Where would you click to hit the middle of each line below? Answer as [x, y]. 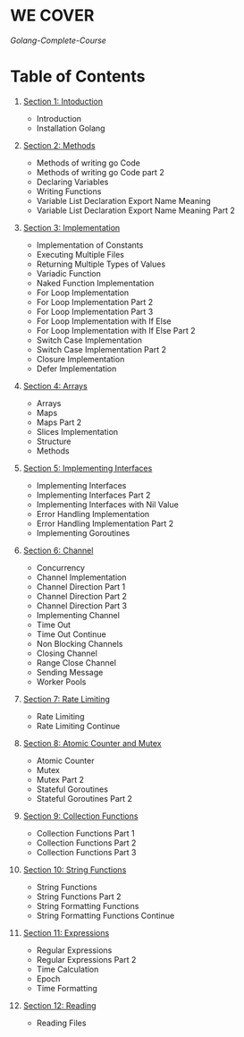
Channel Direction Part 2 [82, 596]
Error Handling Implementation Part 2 [105, 523]
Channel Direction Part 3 [82, 606]
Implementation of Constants [90, 245]
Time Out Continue [71, 634]
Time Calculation [67, 969]
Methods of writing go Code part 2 [100, 172]
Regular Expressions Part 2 [86, 959]
